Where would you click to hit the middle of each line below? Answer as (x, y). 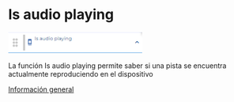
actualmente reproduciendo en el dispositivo (81, 74)
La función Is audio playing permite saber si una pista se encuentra (117, 66)
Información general (41, 89)
